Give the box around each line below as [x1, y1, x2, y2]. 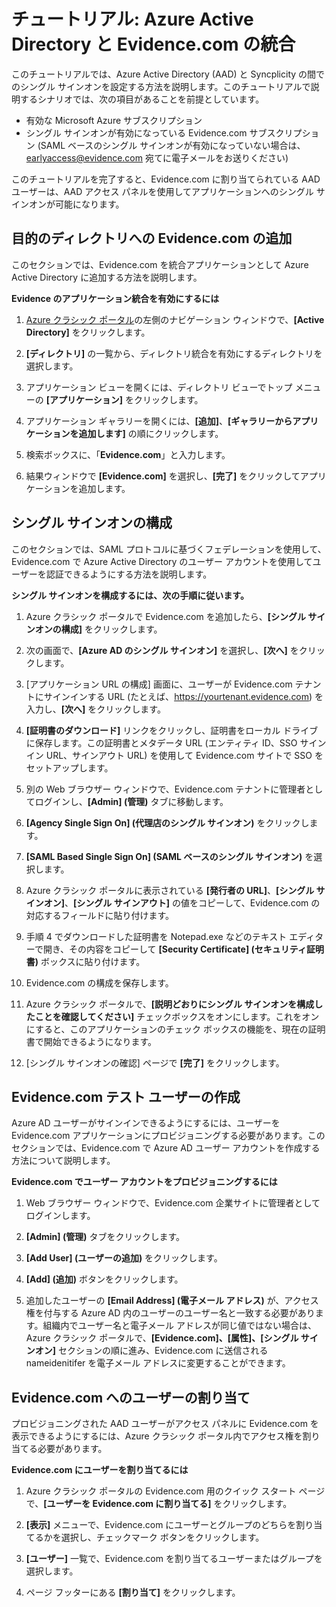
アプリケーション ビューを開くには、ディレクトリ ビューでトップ [25, 381, 293, 393]
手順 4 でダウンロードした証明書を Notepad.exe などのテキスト [25, 930, 288, 942]
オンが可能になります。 [28, 198, 125, 210]
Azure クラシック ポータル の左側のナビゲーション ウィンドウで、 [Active [25, 313, 325, 325]
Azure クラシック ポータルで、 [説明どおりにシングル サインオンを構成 [25, 998, 315, 1010]
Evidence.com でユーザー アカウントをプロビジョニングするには [11, 1176, 278, 1188]
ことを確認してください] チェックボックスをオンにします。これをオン [34, 1010, 320, 1022]
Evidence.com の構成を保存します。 [25, 976, 174, 989]
